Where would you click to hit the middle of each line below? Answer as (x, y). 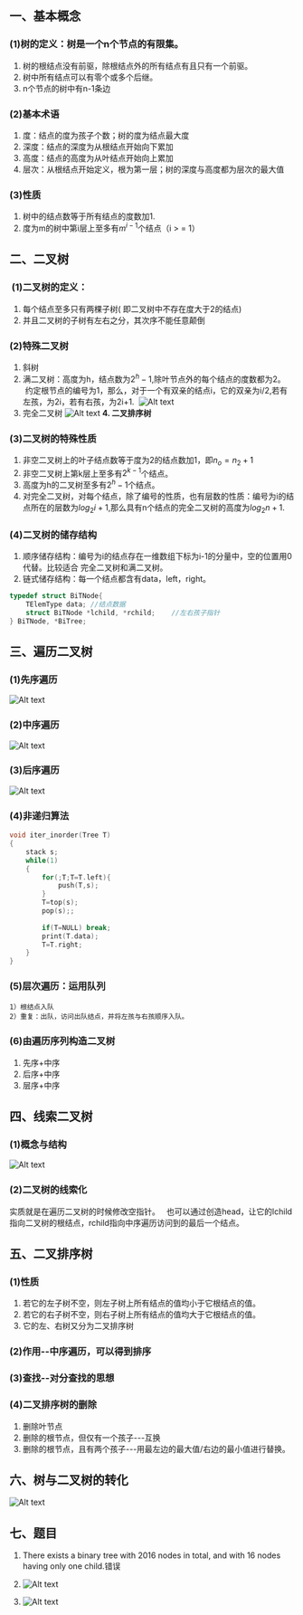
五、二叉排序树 (51, 1254)
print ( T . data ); (71, 936)
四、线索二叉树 (51, 1117)
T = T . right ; (62, 945)
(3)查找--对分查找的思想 (62, 1378)
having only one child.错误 (71, 1566)
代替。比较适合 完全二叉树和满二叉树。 (95, 567)
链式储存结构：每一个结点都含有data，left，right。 (116, 579)
